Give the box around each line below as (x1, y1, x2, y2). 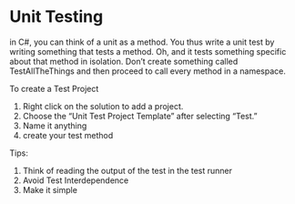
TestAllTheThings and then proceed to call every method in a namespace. (9, 66, 287, 76)
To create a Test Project (9, 83, 99, 94)
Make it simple (22, 184, 77, 195)
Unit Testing (9, 6, 104, 27)
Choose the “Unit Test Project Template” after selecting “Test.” (22, 110, 258, 121)
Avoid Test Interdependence (22, 175, 129, 186)
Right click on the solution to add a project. (22, 100, 184, 111)
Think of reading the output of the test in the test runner (22, 165, 233, 176)
